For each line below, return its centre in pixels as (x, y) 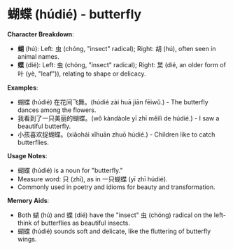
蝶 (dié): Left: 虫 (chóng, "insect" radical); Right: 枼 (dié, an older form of (121, 64)
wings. (27, 239)
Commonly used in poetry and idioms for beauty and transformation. (116, 187)
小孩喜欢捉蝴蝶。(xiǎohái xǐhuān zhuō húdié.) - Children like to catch (116, 134)
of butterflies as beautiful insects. (82, 223)
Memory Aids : (28, 200)
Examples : (23, 88)
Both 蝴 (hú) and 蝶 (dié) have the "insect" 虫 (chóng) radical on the (115, 215)
